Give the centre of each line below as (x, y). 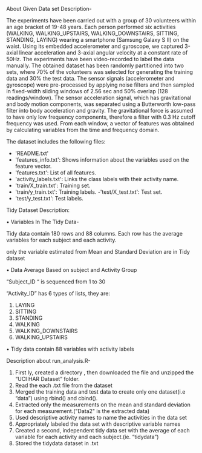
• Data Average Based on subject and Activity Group (72, 270)
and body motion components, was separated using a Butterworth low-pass (101, 104)
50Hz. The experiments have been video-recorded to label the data (90, 59)
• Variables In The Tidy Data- (43, 222)
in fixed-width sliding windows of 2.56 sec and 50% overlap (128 (87, 91)
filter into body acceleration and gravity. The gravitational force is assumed (100, 111)
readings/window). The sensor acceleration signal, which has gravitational (99, 98)
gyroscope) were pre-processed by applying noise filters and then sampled (100, 85)
